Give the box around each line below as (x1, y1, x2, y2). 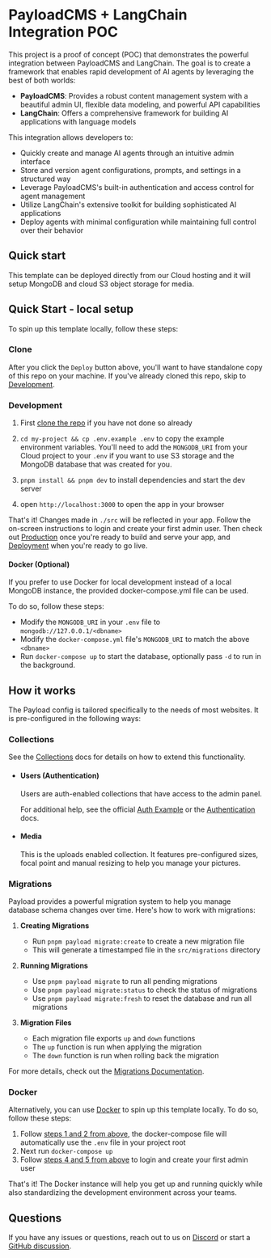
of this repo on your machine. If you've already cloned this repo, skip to (8, 370, 247, 381)
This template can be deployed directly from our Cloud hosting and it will (8, 270, 251, 280)
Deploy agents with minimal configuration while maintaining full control (19, 217, 256, 226)
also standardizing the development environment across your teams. (8, 1188, 237, 1197)
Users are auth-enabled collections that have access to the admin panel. (19, 788, 263, 798)
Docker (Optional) (8, 559, 70, 569)
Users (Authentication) (19, 770, 100, 781)
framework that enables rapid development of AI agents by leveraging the (8, 66, 255, 76)
